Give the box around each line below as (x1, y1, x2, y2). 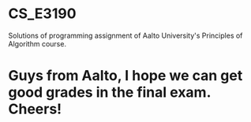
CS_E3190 (8, 5, 77, 23)
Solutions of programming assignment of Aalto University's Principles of (8, 31, 243, 40)
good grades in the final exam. (8, 83, 212, 102)
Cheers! (8, 100, 62, 118)
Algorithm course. (8, 39, 67, 48)
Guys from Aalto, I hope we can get (8, 67, 243, 85)
